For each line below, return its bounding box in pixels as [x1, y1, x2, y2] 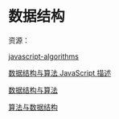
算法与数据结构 [8, 102, 58, 112]
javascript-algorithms [8, 51, 79, 61]
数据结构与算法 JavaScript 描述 [8, 68, 112, 77]
